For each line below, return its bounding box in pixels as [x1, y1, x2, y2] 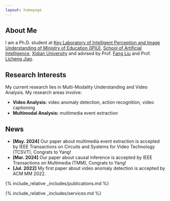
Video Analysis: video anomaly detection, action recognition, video [12, 99, 154, 106]
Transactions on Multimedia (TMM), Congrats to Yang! [12, 160, 126, 166]
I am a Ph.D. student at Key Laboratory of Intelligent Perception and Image [5, 40, 160, 46]
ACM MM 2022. [12, 171, 46, 177]
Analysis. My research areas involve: [5, 89, 82, 95]
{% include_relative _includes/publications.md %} [5, 181, 109, 187]
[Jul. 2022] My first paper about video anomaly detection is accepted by [12, 165, 165, 172]
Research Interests [5, 71, 66, 79]
